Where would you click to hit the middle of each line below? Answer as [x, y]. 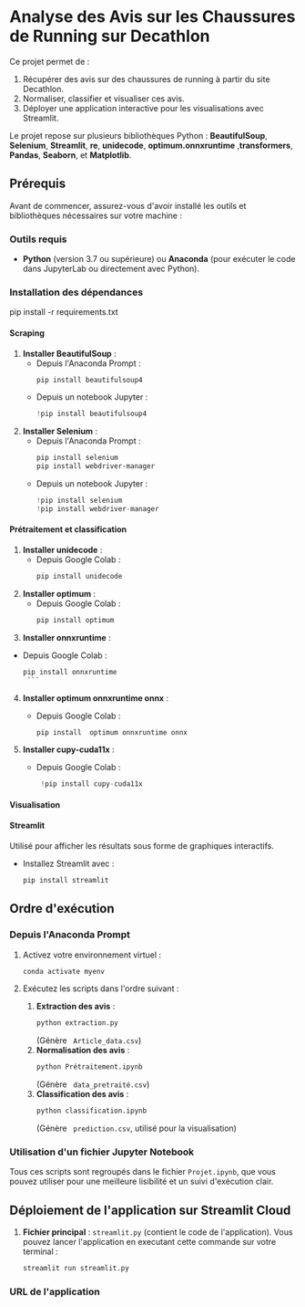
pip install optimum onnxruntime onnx [112, 732]
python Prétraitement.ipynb [89, 1067]
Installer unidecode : [62, 550]
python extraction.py [77, 1023]
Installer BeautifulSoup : [69, 353]
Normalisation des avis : [83, 1051]
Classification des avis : [82, 1094]
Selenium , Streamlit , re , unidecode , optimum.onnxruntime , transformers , [151, 145]
